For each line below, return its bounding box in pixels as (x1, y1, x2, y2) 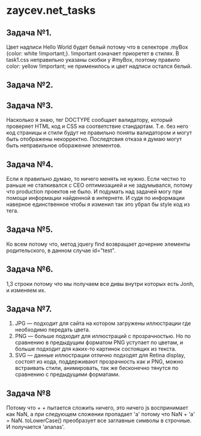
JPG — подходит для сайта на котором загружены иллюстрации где (14, 319, 191, 327)
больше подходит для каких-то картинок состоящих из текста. (14, 345, 177, 353)
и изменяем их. (6, 286, 46, 294)
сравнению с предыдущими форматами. (14, 371, 120, 378)
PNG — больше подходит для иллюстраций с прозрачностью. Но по (14, 333, 191, 340)
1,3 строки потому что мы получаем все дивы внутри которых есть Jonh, (6, 280, 195, 287)
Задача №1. (6, 28, 52, 38)
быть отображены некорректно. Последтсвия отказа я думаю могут (6, 136, 182, 143)
